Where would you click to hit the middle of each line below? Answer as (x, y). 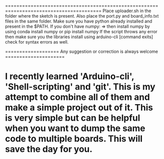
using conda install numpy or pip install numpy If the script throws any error (81, 32)
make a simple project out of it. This (79, 108)
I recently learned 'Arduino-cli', (70, 77)
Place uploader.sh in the (127, 11)
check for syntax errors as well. (37, 42)
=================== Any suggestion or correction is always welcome (82, 51)
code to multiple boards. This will (74, 139)
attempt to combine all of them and (78, 97)
